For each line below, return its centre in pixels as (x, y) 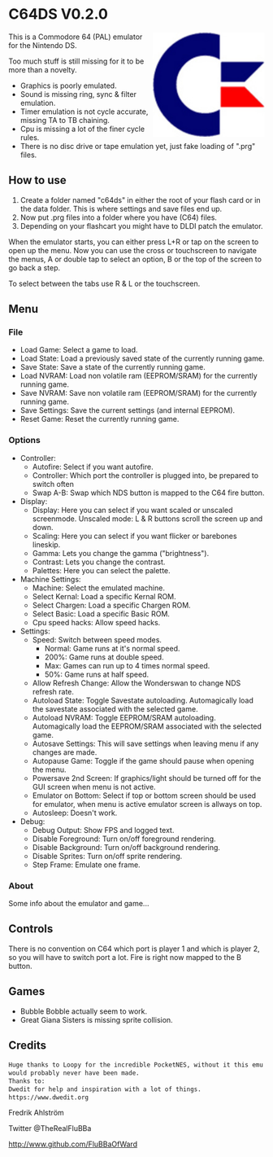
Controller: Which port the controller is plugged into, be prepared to (145, 475)
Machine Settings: (50, 579)
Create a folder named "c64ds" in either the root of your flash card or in (141, 199)
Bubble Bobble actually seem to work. (84, 1011)
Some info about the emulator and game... (79, 904)
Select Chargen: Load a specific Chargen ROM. (111, 605)
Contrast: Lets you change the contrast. (99, 562)
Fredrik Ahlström (37, 1113)
